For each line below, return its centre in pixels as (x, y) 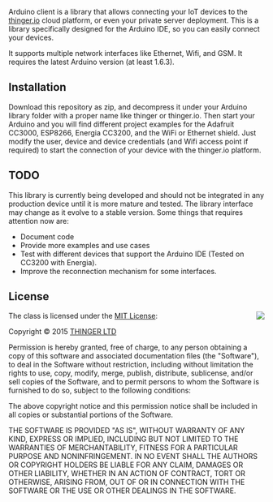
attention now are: (39, 221)
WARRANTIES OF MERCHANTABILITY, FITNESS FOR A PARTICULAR (123, 448)
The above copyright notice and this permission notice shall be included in (133, 406)
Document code (47, 236)
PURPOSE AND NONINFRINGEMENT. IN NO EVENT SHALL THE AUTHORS (133, 457)
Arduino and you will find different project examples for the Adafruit (121, 124)
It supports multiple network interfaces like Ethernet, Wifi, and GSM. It (126, 53)
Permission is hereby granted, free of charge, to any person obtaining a (128, 347)
